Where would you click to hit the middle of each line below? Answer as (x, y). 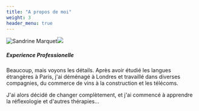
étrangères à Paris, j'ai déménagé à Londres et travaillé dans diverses (93, 77)
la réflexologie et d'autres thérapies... (53, 101)
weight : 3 (19, 18)
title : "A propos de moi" (39, 12)
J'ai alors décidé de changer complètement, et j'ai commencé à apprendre (99, 95)
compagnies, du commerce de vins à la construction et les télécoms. (93, 83)
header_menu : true (29, 23)
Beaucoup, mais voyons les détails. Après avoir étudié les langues (89, 70)
